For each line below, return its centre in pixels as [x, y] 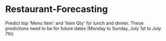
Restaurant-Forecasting [56, 9]
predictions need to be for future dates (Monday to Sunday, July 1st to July [83, 28]
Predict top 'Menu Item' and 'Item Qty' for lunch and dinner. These [74, 23]
